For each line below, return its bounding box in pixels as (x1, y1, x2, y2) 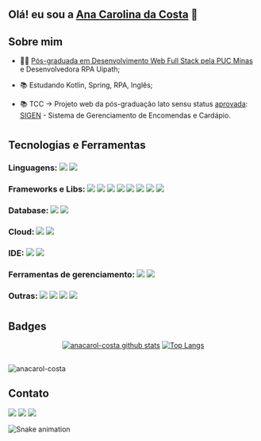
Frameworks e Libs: (8, 184, 86, 195)
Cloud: (8, 226, 35, 238)
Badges (8, 319, 47, 334)
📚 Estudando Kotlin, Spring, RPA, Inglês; (19, 80, 153, 90)
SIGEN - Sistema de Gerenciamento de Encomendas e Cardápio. (19, 110, 232, 120)
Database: (8, 205, 49, 216)
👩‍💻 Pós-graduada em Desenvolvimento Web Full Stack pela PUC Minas (19, 56, 254, 66)
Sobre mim (8, 35, 63, 48)
